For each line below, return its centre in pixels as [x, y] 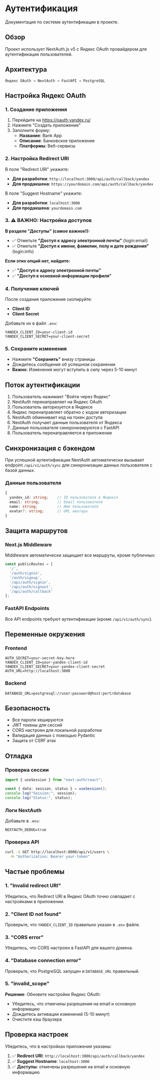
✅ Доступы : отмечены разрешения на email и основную [71, 1066]
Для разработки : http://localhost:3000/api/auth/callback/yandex [80, 179]
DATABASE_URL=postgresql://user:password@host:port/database [68, 693]
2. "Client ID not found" [33, 914]
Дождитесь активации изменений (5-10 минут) [61, 1014]
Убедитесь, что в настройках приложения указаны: [58, 1046]
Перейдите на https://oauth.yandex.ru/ [51, 120]
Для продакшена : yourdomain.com [47, 208]
